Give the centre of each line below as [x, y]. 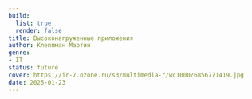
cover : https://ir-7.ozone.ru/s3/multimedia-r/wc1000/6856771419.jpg [126, 75]
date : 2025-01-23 [37, 82]
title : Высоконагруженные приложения [71, 38]
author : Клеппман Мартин [49, 46]
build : [19, 16]
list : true [33, 23]
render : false [39, 30]
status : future [33, 68]
